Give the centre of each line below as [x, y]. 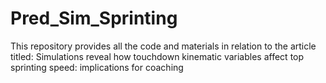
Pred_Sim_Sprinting [94, 18]
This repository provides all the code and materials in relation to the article [163, 46]
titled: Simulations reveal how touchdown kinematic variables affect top [157, 56]
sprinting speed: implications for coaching [97, 67]
